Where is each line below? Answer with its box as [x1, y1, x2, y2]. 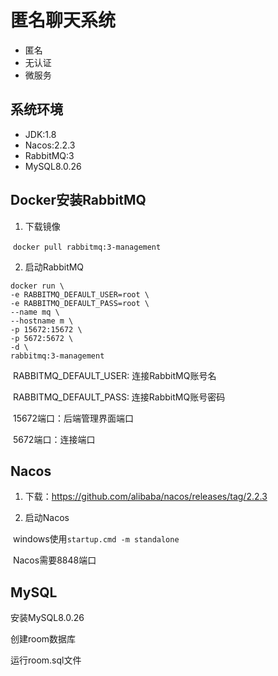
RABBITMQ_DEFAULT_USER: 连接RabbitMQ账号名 [12, 369, 217, 381]
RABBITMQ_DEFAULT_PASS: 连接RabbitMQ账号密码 [12, 391, 226, 403]
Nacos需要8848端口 [12, 554, 97, 566]
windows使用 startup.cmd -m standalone [12, 533, 180, 545]
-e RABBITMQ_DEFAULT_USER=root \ [10, 289, 150, 300]
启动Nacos [24, 512, 70, 524]
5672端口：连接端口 [12, 433, 96, 445]
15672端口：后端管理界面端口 [12, 412, 135, 424]
